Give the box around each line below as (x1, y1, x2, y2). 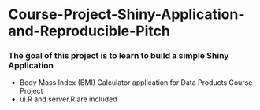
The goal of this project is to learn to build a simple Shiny (8, 50, 229, 61)
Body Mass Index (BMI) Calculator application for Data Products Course (19, 78, 253, 87)
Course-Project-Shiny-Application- (8, 5, 245, 24)
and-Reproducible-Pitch (8, 22, 171, 40)
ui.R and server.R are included (19, 94, 117, 104)
